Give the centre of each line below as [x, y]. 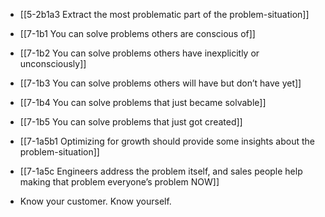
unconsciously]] [53, 63]
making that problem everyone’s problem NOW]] [119, 182]
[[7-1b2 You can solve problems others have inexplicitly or [139, 53]
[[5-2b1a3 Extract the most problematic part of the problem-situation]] [164, 14]
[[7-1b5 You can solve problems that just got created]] [131, 122]
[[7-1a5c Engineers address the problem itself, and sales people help [161, 171]
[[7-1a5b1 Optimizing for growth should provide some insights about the [167, 141]
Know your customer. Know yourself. [95, 201]
